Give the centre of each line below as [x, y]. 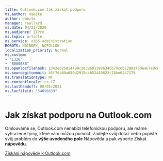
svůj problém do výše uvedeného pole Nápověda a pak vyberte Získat [76, 139]
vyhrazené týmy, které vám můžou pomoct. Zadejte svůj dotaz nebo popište [81, 134]
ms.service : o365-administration [39, 41]
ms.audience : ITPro [25, 32]
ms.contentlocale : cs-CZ [30, 82]
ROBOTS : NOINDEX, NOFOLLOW [32, 46]
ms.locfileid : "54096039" [31, 91]
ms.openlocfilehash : [26, 69]
